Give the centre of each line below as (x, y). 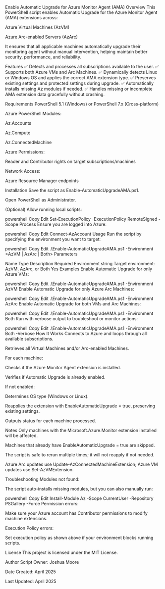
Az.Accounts (18, 123)
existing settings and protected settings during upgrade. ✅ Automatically (80, 83)
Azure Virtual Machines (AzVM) (37, 27)
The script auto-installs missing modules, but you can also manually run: (79, 489)
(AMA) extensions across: (31, 18)
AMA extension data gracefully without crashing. (55, 94)
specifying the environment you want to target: (53, 239)
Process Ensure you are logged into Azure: (63, 224)
